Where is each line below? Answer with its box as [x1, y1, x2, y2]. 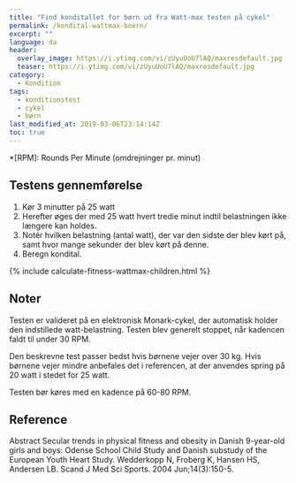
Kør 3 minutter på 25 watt [21, 201, 116, 212]
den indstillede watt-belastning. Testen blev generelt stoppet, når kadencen [9, 324, 285, 334]
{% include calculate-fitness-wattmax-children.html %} [9, 265, 211, 276]
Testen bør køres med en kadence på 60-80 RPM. [9, 387, 192, 397]
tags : [9, 87, 29, 96]
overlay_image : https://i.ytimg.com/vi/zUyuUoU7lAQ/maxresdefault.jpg [17, 54, 283, 63]
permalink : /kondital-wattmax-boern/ [9, 21, 148, 30]
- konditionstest [17, 95, 81, 104]
